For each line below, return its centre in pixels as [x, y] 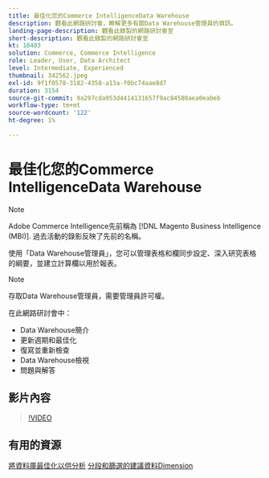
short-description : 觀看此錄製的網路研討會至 [78, 38]
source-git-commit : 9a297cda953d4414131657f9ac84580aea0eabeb [114, 98]
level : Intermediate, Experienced [66, 68]
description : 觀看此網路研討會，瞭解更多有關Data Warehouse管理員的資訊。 [122, 23]
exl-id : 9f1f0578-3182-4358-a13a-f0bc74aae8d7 [88, 83]
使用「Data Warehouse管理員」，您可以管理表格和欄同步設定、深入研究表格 [132, 253]
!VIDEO [40, 418]
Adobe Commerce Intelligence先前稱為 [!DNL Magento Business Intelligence [134, 226]
